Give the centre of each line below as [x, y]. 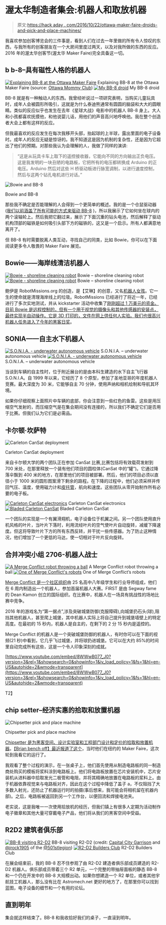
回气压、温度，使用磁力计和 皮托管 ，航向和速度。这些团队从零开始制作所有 [81, 487]
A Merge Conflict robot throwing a [124, 567]
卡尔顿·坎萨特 [26, 430]
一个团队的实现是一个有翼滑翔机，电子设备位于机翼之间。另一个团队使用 [79, 519]
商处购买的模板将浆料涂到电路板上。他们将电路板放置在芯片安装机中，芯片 [81, 771]
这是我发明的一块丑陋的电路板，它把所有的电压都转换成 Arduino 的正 [87, 162]
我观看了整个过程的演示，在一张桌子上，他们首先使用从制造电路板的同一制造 [83, 765]
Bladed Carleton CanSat [84, 509]
